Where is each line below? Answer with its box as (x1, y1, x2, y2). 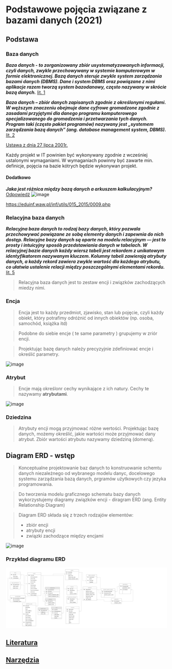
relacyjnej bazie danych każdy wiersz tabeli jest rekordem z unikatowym (6, 247, 164, 254)
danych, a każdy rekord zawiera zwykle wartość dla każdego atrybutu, (6, 258, 161, 265)
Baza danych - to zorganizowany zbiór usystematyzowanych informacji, (6, 62, 165, 68)
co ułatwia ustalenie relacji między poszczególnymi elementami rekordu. (6, 264, 165, 270)
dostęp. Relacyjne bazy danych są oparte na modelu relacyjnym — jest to (6, 237, 166, 243)
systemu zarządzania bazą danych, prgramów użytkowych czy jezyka (18, 476, 166, 482)
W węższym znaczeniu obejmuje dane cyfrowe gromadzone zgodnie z (6, 104, 160, 111)
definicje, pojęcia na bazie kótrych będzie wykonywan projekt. (6, 163, 138, 169)
